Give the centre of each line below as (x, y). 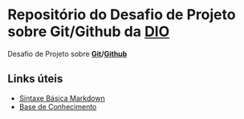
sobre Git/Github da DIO (89, 32)
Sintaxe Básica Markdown (62, 98)
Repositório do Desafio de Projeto (122, 15)
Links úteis (35, 79)
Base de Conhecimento (58, 106)
